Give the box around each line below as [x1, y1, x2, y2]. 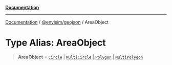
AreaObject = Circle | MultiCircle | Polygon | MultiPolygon [17, 54, 143, 60]
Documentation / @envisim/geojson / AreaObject [5, 19, 109, 25]
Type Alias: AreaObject [5, 37, 106, 49]
